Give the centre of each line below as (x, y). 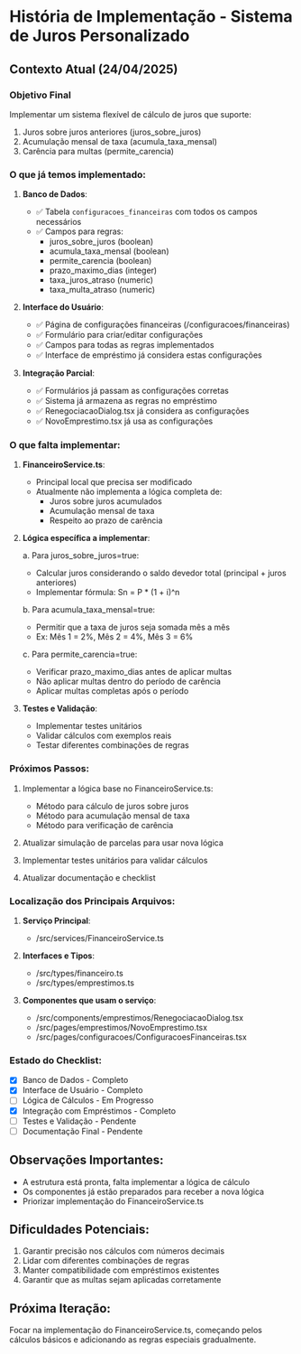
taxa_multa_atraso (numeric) (102, 290)
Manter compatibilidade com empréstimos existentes (121, 1270)
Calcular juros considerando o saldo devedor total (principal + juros (161, 573)
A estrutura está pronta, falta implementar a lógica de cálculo (136, 1181)
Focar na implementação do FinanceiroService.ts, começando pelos (136, 1331)
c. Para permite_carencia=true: (80, 654)
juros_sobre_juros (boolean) (101, 242)
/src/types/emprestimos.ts (85, 983)
